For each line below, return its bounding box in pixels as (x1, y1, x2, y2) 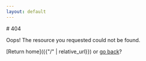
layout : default (6, 8, 46, 15)
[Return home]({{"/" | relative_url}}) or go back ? (6, 48, 122, 55)
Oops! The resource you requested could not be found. (6, 36, 141, 43)
